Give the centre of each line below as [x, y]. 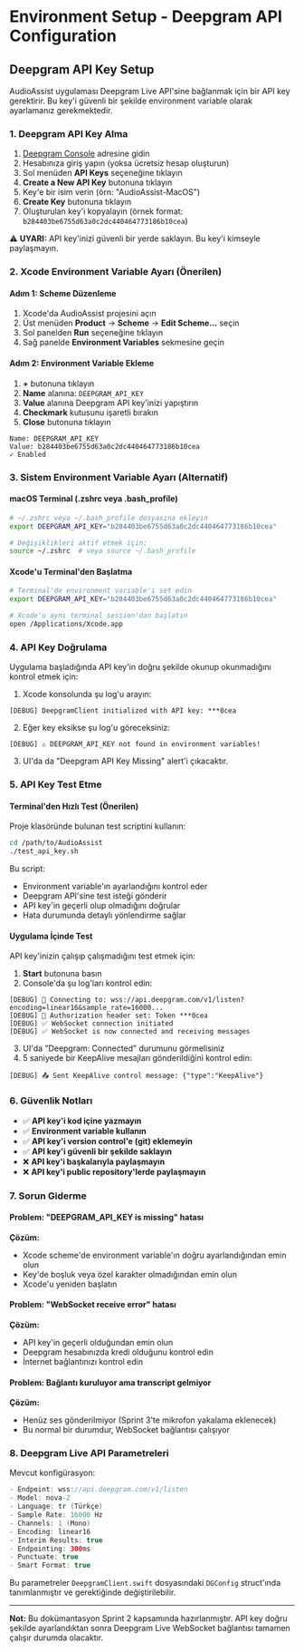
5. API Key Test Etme [56, 784]
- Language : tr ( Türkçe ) [56, 1507]
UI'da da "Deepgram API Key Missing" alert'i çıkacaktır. [125, 761]
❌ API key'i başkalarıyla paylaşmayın [94, 1161]
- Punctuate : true [44, 1557]
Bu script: [27, 869]
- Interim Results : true [56, 1540]
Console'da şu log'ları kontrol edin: [87, 983]
